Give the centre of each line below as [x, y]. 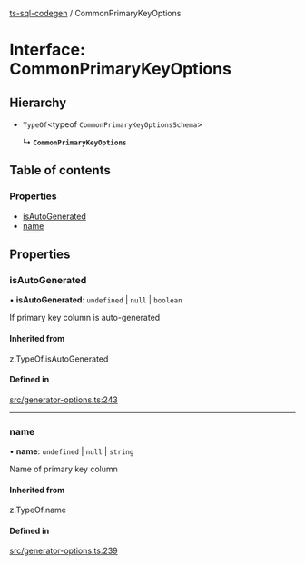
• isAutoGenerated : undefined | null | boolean [96, 300]
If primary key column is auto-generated [85, 318]
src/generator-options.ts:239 [64, 551]
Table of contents [60, 170]
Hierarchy [38, 102]
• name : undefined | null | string [72, 451]
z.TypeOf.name [38, 510]
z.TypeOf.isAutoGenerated [59, 359]
